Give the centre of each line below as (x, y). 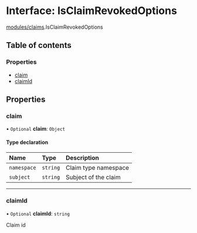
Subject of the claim (93, 177)
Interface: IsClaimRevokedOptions (92, 11)
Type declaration (27, 142)
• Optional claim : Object (36, 129)
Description (82, 157)
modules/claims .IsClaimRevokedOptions (55, 27)
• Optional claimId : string (38, 213)
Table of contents (39, 45)
